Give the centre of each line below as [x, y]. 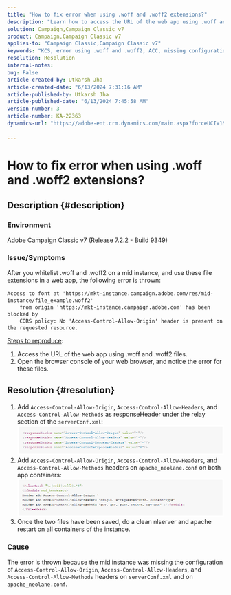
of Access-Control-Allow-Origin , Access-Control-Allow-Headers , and [104, 569]
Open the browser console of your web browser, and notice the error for [119, 361]
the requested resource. [43, 328]
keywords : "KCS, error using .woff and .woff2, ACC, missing [97, 51]
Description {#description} [66, 205]
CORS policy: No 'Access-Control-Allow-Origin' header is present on [121, 321]
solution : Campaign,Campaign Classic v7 [66, 29]
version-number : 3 [33, 109]
